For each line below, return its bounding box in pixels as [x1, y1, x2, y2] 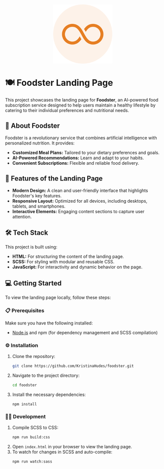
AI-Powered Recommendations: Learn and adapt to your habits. [12, 155, 144, 161]
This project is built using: [5, 244, 58, 250]
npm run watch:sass [12, 459, 53, 464]
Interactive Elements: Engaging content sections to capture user [12, 208, 145, 214]
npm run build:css [12, 434, 50, 439]
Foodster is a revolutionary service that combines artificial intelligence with [5, 135, 157, 141]
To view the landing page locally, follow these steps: [5, 294, 111, 300]
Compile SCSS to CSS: [12, 424, 59, 431]
